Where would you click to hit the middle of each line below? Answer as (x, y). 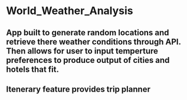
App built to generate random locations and (88, 33)
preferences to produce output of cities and (88, 60)
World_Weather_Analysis (70, 11)
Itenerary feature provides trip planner (78, 89)
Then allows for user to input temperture (82, 51)
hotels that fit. (32, 69)
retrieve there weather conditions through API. (93, 41)
